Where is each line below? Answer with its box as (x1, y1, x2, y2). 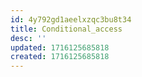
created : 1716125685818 (10, 52, 110, 62)
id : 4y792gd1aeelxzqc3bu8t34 (10, 14, 132, 25)
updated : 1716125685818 (10, 42, 110, 53)
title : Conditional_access (10, 24, 123, 34)
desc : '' (10, 33, 47, 43)
